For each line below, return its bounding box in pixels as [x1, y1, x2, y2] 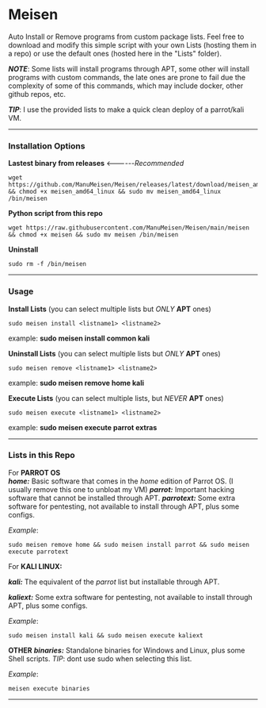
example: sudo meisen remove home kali [8, 378, 145, 387]
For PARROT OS [8, 468, 61, 477]
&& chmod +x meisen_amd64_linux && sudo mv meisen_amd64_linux [8, 188, 222, 196]
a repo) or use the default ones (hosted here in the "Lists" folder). [8, 48, 222, 58]
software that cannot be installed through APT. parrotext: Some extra [8, 493, 236, 502]
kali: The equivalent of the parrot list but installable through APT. [8, 577, 220, 587]
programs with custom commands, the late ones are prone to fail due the [8, 72, 246, 82]
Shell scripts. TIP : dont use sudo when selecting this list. [8, 653, 192, 664]
